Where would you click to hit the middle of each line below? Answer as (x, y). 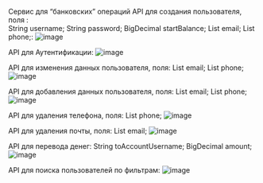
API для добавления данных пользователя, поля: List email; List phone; (128, 91)
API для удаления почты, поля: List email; (78, 131)
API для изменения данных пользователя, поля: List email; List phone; (126, 68)
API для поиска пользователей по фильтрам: (84, 170)
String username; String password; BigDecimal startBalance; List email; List (131, 28)
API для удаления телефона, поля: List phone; (85, 115)
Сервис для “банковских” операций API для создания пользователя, (125, 12)
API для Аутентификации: (51, 52)
